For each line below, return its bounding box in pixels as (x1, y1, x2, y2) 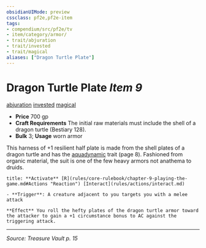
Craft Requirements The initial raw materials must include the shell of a (15, 119, 196, 126)
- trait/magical (6, 49, 48, 55)
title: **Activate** (6, 175, 59, 181)
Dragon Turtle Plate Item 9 (6, 81, 143, 95)
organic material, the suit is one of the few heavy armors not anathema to (6, 157, 192, 164)
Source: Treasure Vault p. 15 (6, 235, 78, 242)
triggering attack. (6, 218, 56, 224)
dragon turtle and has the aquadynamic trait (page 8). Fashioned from (6, 150, 183, 158)
